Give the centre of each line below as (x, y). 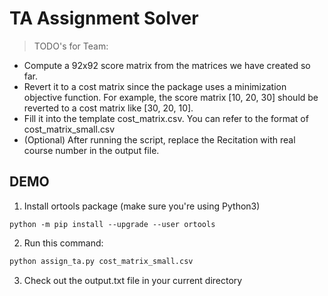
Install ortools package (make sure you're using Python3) (142, 206)
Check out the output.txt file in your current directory (133, 280)
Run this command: (63, 243)
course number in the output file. (91, 150)
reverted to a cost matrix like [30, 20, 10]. (108, 108)
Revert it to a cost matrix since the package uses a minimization (155, 86)
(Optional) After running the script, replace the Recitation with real (159, 139)
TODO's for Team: (71, 46)
